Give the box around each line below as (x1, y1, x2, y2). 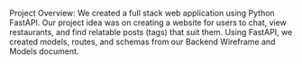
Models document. (9, 46, 79, 57)
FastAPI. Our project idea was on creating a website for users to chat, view (9, 17, 287, 28)
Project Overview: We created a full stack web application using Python (9, 8, 275, 18)
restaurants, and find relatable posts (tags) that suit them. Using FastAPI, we (9, 27, 293, 37)
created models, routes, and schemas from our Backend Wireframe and (9, 36, 276, 47)
